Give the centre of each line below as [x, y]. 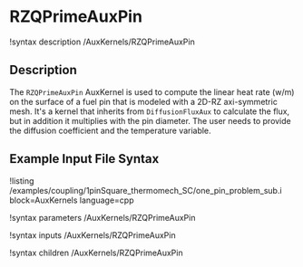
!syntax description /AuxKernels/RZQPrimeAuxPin [102, 42]
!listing [22, 181]
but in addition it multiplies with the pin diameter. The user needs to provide [151, 120]
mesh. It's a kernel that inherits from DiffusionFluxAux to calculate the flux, [150, 111]
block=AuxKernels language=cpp [72, 200]
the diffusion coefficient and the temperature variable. [110, 130]
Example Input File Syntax [84, 159]
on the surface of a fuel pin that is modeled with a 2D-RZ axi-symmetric [144, 101]
